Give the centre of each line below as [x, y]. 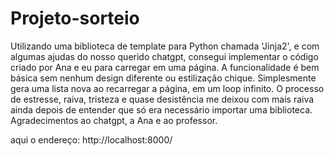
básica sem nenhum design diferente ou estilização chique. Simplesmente [163, 78]
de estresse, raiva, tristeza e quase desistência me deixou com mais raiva [162, 99]
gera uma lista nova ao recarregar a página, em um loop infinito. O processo [167, 88]
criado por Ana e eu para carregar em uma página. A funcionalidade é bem [165, 67]
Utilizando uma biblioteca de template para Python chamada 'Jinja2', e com [165, 46]
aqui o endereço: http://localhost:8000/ [91, 139]
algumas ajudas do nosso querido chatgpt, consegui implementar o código [164, 56]
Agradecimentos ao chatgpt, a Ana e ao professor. [114, 120]
